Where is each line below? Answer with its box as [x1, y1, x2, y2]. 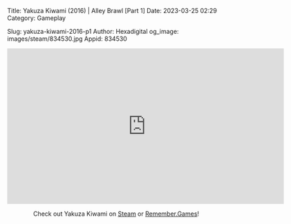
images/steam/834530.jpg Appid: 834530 [7, 35, 128, 43]
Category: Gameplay [7, 14, 66, 22]
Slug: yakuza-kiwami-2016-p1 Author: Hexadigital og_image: [7, 28, 179, 35]
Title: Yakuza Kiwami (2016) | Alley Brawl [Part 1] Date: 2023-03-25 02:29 [7, 7, 218, 15]
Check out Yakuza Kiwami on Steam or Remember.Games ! [33, 209, 199, 218]
